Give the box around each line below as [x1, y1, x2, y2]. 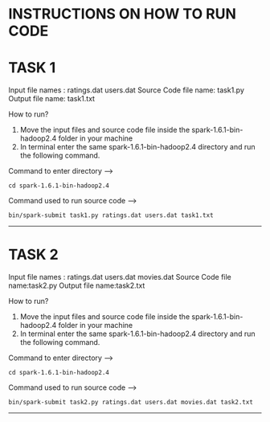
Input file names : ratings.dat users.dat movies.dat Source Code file [8, 272, 231, 282]
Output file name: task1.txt [8, 94, 95, 104]
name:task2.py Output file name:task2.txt [8, 281, 145, 290]
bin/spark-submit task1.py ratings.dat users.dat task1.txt [8, 211, 215, 219]
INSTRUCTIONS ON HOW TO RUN [8, 5, 237, 23]
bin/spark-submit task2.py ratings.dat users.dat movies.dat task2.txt [8, 399, 253, 407]
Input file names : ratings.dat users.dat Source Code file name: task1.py [8, 85, 245, 95]
